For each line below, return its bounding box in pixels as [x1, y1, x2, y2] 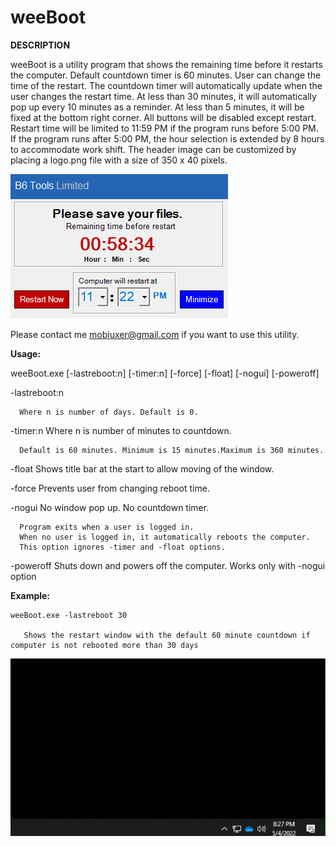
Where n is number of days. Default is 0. [19, 407, 199, 417]
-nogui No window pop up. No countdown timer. [10, 501, 210, 513]
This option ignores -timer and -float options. [19, 542, 226, 552]
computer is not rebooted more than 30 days [10, 640, 199, 650]
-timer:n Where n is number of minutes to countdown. [10, 424, 232, 436]
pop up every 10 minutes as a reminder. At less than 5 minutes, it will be [10, 101, 305, 113]
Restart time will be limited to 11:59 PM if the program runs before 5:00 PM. [10, 122, 319, 134]
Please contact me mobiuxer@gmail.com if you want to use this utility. [10, 328, 300, 340]
